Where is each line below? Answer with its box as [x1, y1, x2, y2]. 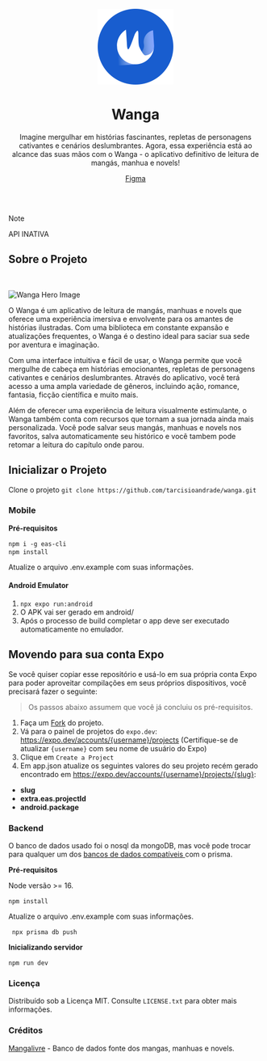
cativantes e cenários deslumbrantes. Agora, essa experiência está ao [19, 141, 252, 150]
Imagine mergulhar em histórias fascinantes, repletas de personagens [19, 132, 252, 142]
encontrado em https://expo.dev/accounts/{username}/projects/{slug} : [19, 769, 257, 779]
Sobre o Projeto [8, 252, 88, 266]
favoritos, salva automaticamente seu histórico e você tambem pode [8, 431, 236, 441]
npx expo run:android [19, 600, 93, 609]
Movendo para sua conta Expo [8, 648, 165, 662]
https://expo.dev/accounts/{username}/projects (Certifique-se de [19, 735, 239, 745]
